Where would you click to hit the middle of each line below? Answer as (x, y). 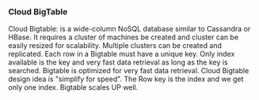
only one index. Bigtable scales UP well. (73, 87)
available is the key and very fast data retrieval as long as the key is (118, 62)
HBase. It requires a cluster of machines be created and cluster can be (124, 37)
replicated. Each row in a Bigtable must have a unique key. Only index (122, 54)
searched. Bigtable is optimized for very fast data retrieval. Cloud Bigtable (129, 71)
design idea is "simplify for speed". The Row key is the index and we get (126, 79)
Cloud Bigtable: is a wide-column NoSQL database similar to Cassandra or (129, 29)
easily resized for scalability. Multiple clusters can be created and (115, 46)
